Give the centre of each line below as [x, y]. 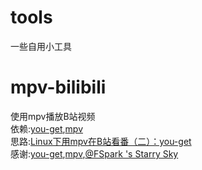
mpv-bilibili [58, 87]
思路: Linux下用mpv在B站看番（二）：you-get [101, 141]
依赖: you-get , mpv [47, 128]
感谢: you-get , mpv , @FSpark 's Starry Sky [94, 153]
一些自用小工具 [41, 46]
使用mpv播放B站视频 [53, 116]
